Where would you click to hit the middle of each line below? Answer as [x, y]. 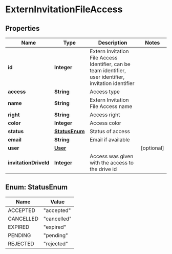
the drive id [103, 169]
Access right [105, 115]
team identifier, [108, 70]
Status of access [110, 131]
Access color [105, 123]
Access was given [111, 156]
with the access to [112, 163]
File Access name [111, 106]
